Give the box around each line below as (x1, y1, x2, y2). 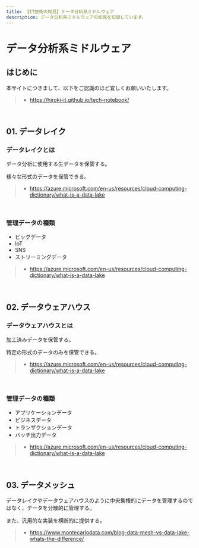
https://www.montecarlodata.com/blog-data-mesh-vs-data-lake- (29, 529, 190, 536)
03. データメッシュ (6, 480, 75, 490)
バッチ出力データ (14, 431, 57, 438)
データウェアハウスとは (6, 321, 73, 329)
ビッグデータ (14, 233, 46, 241)
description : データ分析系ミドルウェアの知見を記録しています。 (6, 14, 147, 20)
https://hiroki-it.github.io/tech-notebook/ (29, 96, 129, 103)
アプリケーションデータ (14, 409, 72, 416)
